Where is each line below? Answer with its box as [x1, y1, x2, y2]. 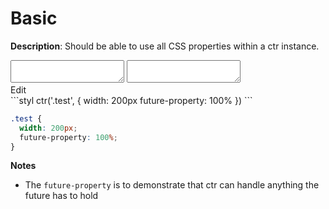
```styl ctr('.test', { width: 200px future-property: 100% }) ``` [10, 94, 253, 106]
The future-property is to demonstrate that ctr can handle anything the [24, 179, 320, 191]
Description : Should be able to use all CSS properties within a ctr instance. [10, 40, 320, 52]
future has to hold [24, 190, 99, 202]
